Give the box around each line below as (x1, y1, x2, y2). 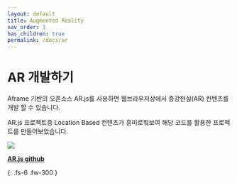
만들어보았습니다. (20, 127, 69, 135)
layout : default (7, 10, 55, 18)
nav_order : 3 (7, 23, 46, 30)
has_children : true (7, 30, 65, 38)
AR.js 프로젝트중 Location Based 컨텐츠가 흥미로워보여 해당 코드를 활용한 (7, 118, 211, 127)
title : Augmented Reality (7, 17, 84, 24)
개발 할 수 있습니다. (7, 104, 60, 112)
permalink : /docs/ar (7, 37, 69, 44)
